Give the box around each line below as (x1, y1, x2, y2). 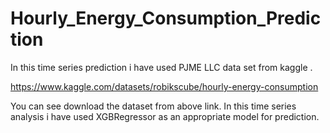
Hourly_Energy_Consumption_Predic (10, 7, 322, 30)
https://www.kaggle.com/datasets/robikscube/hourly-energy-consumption (10, 80, 319, 92)
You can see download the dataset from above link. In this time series (10, 100, 297, 112)
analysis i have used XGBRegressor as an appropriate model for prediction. (10, 110, 320, 122)
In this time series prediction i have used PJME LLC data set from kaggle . (10, 61, 313, 73)
